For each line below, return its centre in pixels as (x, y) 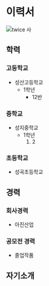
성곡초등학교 (29, 172)
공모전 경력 (21, 241)
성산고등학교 (29, 82)
